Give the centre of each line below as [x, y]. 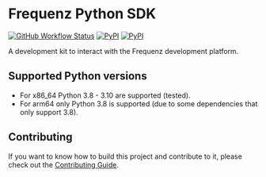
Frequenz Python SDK [82, 14]
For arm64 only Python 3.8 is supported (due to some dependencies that [139, 103]
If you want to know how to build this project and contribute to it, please [125, 156]
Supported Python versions [78, 76]
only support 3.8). [49, 112]
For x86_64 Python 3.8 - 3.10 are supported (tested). [105, 95]
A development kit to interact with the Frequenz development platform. [123, 51]
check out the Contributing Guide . [64, 164]
